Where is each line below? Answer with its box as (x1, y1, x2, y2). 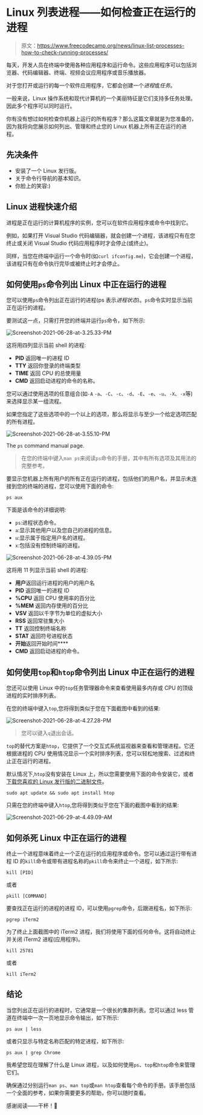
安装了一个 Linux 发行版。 (14, 167, 80, 174)
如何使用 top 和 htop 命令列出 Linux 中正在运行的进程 (6, 667, 195, 677)
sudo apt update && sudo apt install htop (6, 790, 115, 797)
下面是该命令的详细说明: (6, 506, 66, 513)
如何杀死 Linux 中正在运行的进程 (6, 832, 127, 843)
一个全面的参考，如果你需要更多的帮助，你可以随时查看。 (6, 1089, 149, 1096)
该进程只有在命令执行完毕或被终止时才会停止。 (6, 260, 123, 267)
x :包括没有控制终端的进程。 (14, 542, 83, 549)
